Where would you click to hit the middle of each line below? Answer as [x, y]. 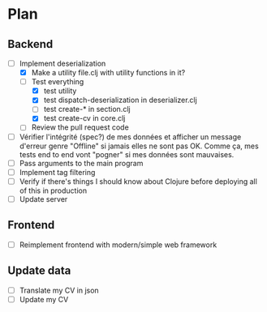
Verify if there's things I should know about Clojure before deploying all [138, 181]
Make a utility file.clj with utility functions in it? [108, 73]
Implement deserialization [62, 63]
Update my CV [44, 299]
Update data [39, 271]
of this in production [53, 190]
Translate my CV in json [59, 290]
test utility [60, 91]
